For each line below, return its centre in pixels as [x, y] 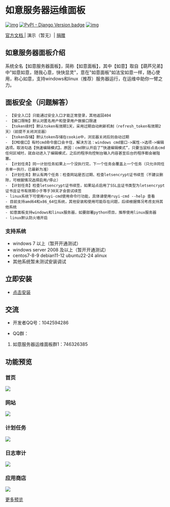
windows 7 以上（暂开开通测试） [47, 243]
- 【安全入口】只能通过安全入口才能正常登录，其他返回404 [58, 115]
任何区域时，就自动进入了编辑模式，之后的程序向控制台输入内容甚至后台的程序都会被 [81, 153]
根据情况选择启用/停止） [39, 180]
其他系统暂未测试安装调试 [39, 261]
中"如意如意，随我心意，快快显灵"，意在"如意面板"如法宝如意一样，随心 [81, 72]
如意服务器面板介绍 [35, 53]
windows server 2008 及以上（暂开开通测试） [61, 249]
